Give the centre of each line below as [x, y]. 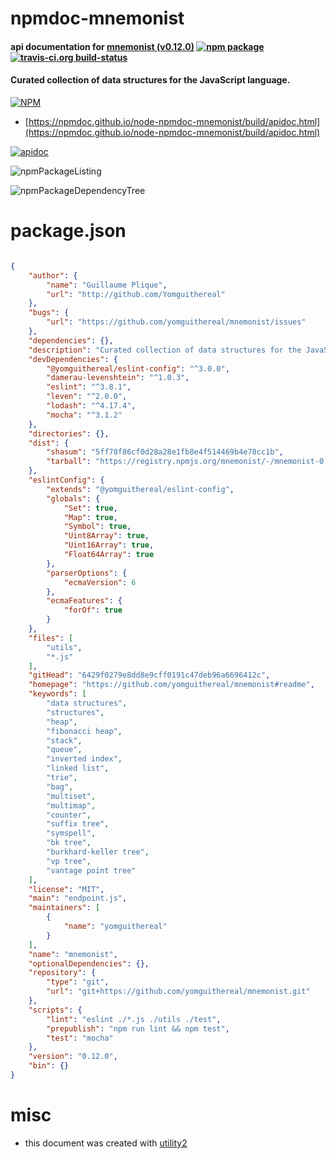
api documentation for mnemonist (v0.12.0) [102, 46]
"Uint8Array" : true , [106, 536]
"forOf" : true [93, 610]
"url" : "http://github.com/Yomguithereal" [136, 294]
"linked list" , [78, 768]
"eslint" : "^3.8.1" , [89, 387]
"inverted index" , [84, 759]
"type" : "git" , [78, 982]
